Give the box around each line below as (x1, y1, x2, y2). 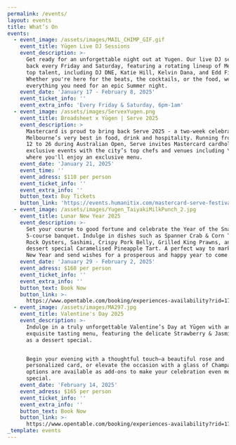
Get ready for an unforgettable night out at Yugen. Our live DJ (25, 56, 221, 63)
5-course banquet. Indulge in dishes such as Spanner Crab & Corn (25, 232, 225, 239)
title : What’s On (7, 23, 58, 30)
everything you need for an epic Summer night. (25, 82, 169, 89)
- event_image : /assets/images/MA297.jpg (13, 304, 137, 311)
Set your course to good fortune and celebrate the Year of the (25, 225, 218, 232)
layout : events (7, 17, 52, 24)
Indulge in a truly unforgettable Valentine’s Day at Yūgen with (25, 324, 221, 331)
